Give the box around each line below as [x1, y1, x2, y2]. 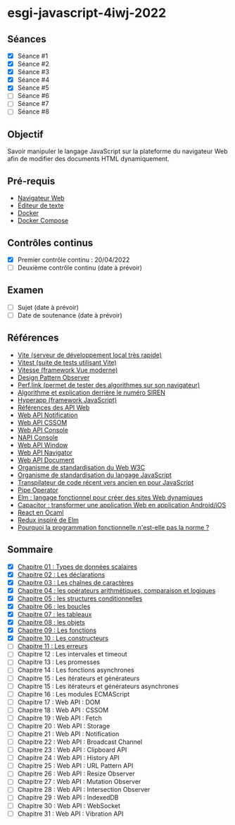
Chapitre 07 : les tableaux [17, 610, 92, 618]
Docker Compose [17, 217, 69, 225]
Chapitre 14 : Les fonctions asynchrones [17, 666, 135, 675]
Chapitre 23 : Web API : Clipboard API [17, 746, 127, 754]
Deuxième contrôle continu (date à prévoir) [17, 263, 143, 272]
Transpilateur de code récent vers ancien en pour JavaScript [17, 478, 194, 486]
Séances [7, 33, 47, 45]
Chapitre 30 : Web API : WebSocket [17, 801, 121, 809]
